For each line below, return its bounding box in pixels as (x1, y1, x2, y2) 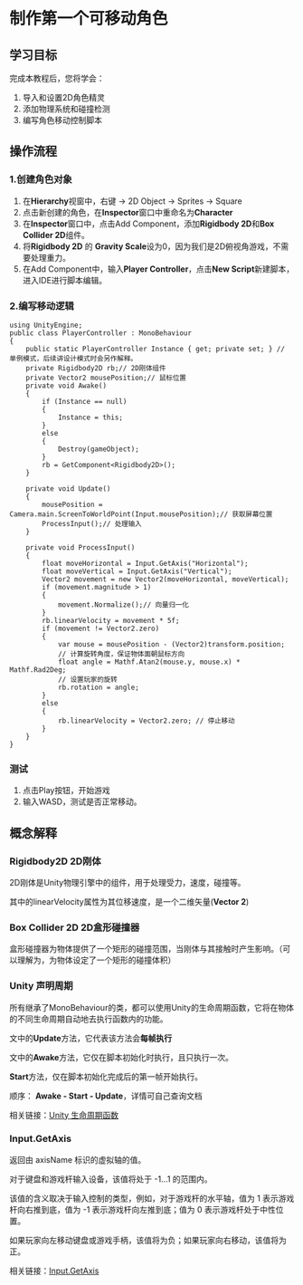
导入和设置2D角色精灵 (22, 92, 106, 102)
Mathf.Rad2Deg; (9, 665, 67, 675)
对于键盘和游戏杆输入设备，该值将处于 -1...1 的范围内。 (9, 1174, 213, 1184)
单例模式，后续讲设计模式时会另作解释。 (9, 354, 137, 363)
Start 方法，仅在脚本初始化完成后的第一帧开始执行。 (9, 1070, 204, 1082)
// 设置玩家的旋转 (57, 675, 118, 684)
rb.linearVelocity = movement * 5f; (42, 616, 180, 625)
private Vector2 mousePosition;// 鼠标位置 (25, 373, 187, 382)
